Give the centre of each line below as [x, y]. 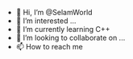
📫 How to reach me [49, 47]
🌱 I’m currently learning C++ [63, 29]
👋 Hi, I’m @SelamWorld [54, 12]
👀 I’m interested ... [46, 21]
